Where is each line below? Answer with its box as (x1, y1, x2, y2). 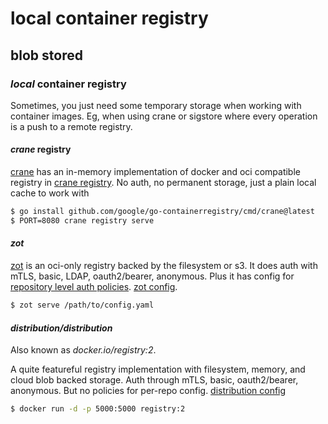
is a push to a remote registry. (10, 120, 133, 132)
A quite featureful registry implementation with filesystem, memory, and (10, 363, 306, 376)
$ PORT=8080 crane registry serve (10, 215, 155, 226)
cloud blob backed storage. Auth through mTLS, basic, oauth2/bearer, (10, 374, 299, 386)
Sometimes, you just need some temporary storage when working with (10, 99, 302, 111)
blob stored (10, 47, 83, 64)
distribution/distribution (10, 322, 113, 334)
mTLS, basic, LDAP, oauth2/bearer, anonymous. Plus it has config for (10, 270, 295, 282)
